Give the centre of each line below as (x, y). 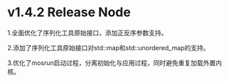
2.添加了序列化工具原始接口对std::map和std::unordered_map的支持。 (108, 47)
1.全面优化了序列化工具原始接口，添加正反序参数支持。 (87, 33)
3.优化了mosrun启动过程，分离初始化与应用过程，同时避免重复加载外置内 (115, 63)
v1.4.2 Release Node (69, 12)
